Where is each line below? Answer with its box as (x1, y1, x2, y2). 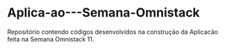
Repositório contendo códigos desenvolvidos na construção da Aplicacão (7, 28, 219, 36)
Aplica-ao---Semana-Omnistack (7, 5, 200, 21)
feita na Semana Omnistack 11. (7, 35, 94, 43)
